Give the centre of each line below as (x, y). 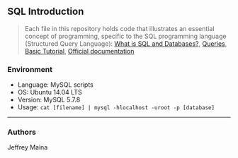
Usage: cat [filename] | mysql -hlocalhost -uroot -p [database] (116, 107)
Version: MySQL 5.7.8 (49, 100)
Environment (30, 69)
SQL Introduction (46, 12)
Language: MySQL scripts (56, 85)
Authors (22, 132)
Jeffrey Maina (28, 147)
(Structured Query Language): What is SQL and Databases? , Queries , (126, 43)
